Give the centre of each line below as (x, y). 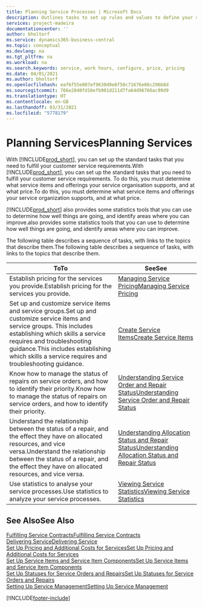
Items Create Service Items (155, 338)
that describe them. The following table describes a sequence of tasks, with (100, 247)
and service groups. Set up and (53, 311)
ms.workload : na (27, 62)
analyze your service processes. (55, 499)
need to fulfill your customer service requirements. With (75, 166)
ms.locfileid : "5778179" (37, 113)
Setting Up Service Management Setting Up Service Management (87, 586)
